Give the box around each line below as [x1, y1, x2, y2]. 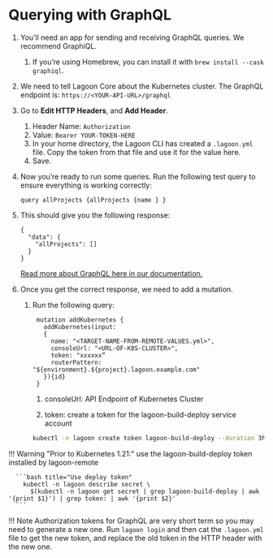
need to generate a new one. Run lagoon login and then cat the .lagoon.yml [8, 524, 264, 534]
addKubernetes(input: [43, 322, 117, 331]
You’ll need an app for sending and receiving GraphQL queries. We [19, 32, 245, 42]
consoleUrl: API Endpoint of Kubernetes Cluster [44, 394, 204, 404]
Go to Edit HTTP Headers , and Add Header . [19, 106, 168, 115]
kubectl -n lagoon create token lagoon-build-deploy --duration [32, 434, 255, 442]
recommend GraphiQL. [19, 41, 97, 50]
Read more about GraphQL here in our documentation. [19, 268, 203, 278]
